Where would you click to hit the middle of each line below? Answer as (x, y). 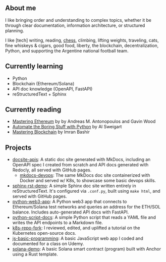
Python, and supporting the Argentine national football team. (67, 51)
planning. (15, 30)
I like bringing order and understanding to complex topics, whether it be (78, 20)
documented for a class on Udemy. (48, 244)
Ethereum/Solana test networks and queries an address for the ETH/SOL (86, 207)
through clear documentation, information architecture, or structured (75, 25)
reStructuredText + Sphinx (39, 94)
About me (21, 8)
